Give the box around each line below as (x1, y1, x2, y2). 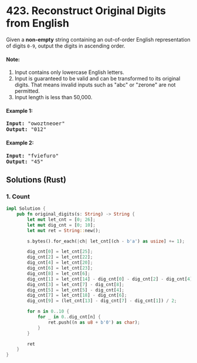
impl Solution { (6, 206, 46, 212)
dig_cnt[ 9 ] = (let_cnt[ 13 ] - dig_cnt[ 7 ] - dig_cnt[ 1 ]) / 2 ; (27, 298, 177, 304)
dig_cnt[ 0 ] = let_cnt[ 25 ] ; (27, 248, 93, 255)
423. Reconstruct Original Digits (6, 4, 166, 18)
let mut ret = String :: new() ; (27, 227, 101, 233)
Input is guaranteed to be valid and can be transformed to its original (14, 75, 181, 82)
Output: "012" (6, 126, 47, 133)
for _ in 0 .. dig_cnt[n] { (37, 314, 101, 320)
